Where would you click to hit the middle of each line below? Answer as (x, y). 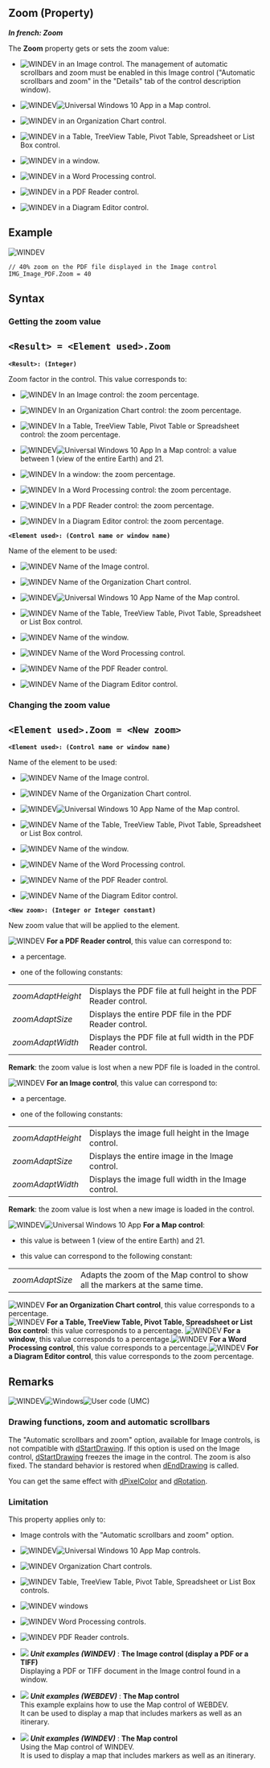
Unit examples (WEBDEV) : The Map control (104, 1696)
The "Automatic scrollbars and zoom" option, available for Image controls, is (134, 1439)
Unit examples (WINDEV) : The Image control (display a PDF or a (139, 1654)
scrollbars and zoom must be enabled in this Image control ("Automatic (137, 72)
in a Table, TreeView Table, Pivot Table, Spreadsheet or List (157, 136)
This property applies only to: (57, 1519)
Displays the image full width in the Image (168, 1179)
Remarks (31, 1382)
